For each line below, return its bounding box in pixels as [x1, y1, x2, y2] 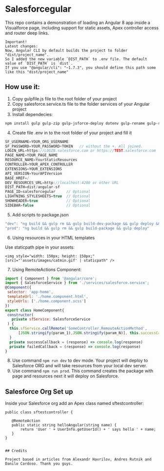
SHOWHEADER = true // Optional [5, 198, 91, 203]
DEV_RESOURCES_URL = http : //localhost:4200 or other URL [5, 180, 119, 185]
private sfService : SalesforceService [11, 317, 91, 322]
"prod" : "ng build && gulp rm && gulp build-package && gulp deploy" [5, 226, 150, 231]
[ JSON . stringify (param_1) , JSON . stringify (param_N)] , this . [18, 330, 141, 335]
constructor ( [7, 312, 34, 317]
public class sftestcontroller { [5, 410, 73, 415]
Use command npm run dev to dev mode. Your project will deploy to [12, 357, 148, 363]
